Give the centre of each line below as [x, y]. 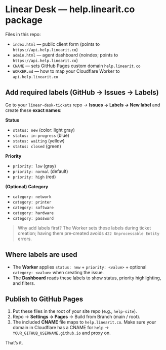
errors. [25, 239]
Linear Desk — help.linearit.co [70, 9]
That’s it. [14, 343]
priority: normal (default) [40, 171]
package [24, 20]
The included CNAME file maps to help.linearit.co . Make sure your [84, 322]
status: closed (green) [37, 146]
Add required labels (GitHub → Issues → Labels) [82, 93]
